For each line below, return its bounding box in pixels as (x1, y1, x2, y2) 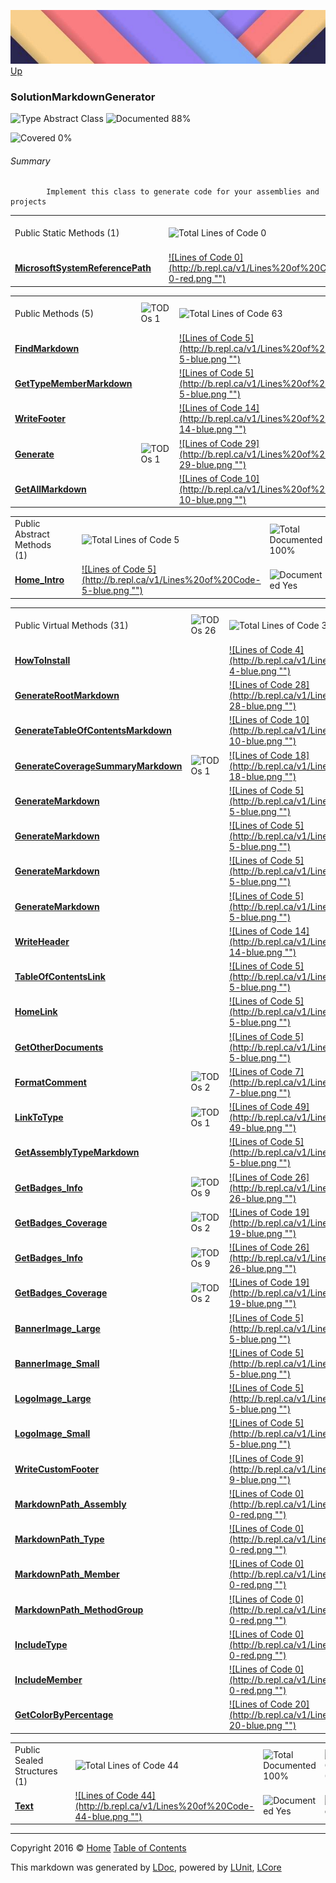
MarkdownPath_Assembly (14, 1498, 127, 1510)
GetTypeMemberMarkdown (14, 378, 133, 390)
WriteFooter (14, 413, 66, 425)
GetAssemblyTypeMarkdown (14, 1146, 140, 1159)
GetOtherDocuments (14, 1041, 104, 1053)
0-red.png (168, 273, 213, 285)
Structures (14, 1765, 58, 1777)
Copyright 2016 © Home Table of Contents (10, 1842, 187, 1854)
